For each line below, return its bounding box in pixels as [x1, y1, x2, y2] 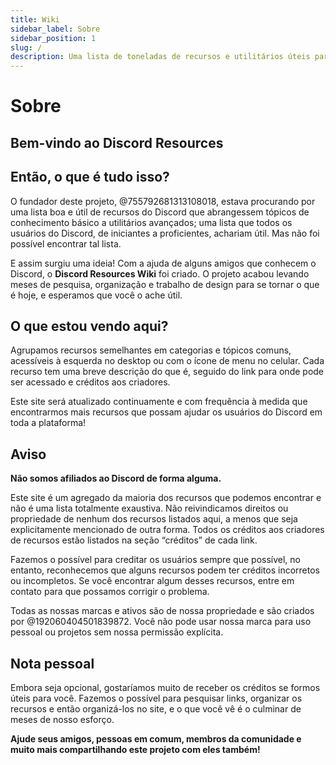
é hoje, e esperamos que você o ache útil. [10, 289, 183, 301]
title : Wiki [10, 14, 60, 25]
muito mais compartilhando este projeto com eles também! [10, 743, 261, 755]
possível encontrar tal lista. [10, 237, 122, 250]
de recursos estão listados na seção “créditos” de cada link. [10, 534, 258, 546]
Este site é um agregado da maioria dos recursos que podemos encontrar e [10, 492, 322, 504]
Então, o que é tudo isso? [10, 169, 170, 186]
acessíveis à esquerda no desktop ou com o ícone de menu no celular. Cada [10, 355, 325, 367]
